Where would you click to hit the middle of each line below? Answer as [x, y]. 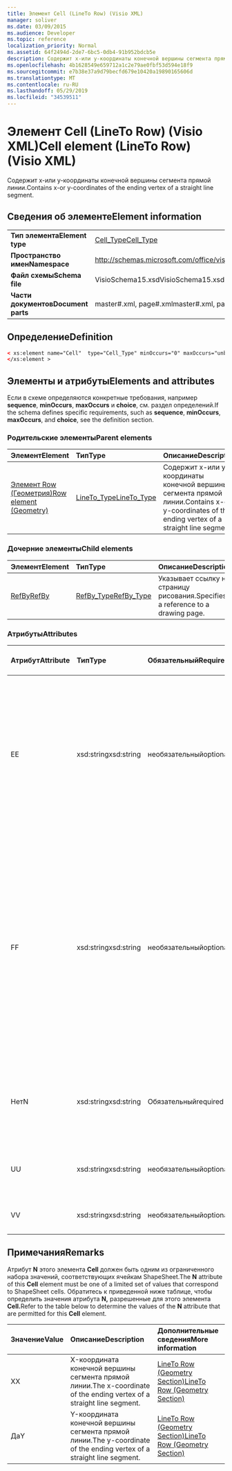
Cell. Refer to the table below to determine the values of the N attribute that [114, 1306]
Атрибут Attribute [40, 660]
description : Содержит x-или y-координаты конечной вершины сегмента [109, 59]
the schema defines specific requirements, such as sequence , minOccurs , [114, 412]
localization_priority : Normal [52, 46]
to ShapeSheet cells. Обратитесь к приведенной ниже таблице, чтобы [110, 1291]
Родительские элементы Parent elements [80, 438]
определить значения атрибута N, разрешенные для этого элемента [109, 1298]
